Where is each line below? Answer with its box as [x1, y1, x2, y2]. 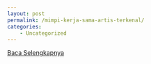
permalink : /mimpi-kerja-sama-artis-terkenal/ [7, 17, 145, 24]
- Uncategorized [19, 29, 67, 37]
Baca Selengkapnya [7, 49, 65, 57]
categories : [7, 23, 42, 30]
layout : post [7, 10, 45, 17]
